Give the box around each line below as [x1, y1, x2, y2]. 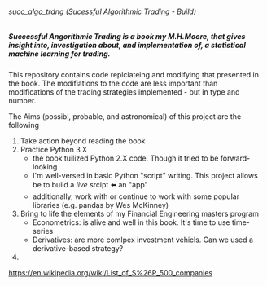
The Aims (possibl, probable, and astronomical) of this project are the [8, 111, 242, 121]
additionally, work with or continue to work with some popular [32, 191, 240, 201]
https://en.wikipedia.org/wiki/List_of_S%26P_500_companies [8, 267, 213, 277]
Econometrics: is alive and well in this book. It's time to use [32, 217, 230, 227]
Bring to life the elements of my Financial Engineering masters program [20, 209, 259, 218]
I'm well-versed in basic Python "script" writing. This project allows [32, 170, 258, 180]
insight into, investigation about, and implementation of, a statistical [8, 41, 246, 51]
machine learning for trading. [8, 49, 111, 59]
